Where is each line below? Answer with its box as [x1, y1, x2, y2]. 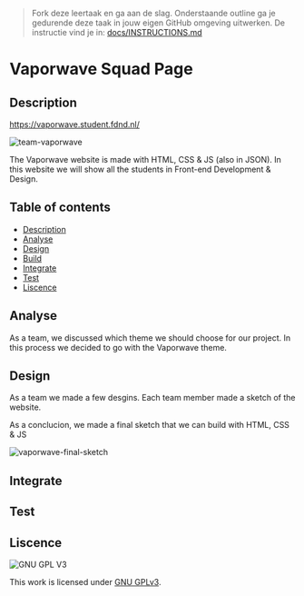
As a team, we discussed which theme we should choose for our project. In [9, 332, 291, 343]
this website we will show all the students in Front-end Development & [9, 164, 271, 174]
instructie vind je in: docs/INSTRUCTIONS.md [31, 27, 202, 37]
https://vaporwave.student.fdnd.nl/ [9, 119, 141, 130]
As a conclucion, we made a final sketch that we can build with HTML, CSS [9, 420, 290, 431]
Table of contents [9, 200, 111, 215]
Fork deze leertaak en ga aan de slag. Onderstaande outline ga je [31, 8, 276, 18]
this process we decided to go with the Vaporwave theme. [9, 342, 227, 353]
